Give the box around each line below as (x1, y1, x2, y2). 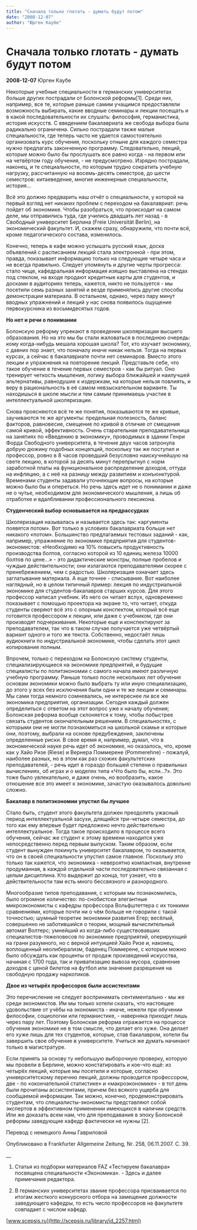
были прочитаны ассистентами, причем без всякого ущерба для (6, 1086, 169, 1093)
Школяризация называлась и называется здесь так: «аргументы (6, 519, 169, 526)
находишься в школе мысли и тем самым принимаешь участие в (6, 390, 171, 397)
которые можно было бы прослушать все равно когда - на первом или (6, 151, 185, 158)
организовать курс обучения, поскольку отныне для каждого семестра (6, 138, 188, 145)
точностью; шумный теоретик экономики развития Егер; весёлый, (6, 914, 175, 921)
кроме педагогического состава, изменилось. (6, 231, 123, 238)
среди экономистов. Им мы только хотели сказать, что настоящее (6, 1000, 175, 1007)
